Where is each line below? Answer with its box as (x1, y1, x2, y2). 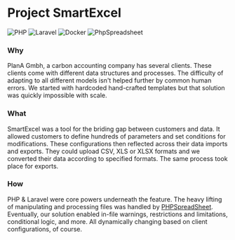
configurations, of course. (7, 225, 83, 233)
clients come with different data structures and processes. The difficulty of (7, 69, 224, 78)
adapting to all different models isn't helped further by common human (7, 76, 212, 85)
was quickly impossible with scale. (7, 91, 107, 99)
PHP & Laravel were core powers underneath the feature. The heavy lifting (7, 195, 222, 204)
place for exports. (7, 162, 59, 170)
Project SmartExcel (7, 5, 121, 21)
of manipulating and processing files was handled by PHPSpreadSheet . (7, 202, 214, 211)
